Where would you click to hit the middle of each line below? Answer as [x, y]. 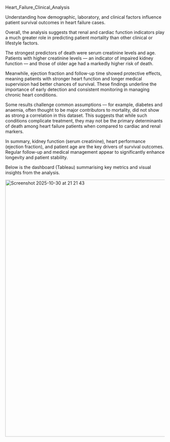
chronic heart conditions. [31, 95]
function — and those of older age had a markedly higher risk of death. [79, 63]
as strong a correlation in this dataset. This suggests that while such [76, 115]
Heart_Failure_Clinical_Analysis [37, 7]
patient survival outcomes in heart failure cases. [55, 23]
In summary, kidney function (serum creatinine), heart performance [75, 141]
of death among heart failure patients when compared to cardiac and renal [83, 126]
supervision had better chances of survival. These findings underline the [81, 84]
